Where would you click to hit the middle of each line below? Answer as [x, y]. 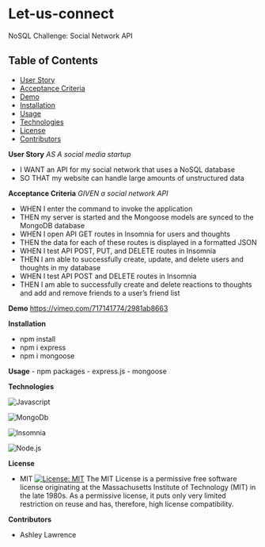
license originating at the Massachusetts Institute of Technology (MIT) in [138, 487]
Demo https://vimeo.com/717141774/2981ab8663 [88, 308]
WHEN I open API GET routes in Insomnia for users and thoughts [125, 234]
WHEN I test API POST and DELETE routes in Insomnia [108, 276]
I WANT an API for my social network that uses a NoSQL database [127, 169]
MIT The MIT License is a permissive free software [128, 478]
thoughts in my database [60, 267]
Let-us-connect [61, 14]
